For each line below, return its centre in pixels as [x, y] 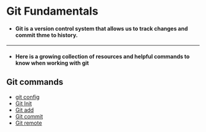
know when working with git [52, 63]
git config [27, 97]
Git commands [35, 82]
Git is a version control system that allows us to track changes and [101, 28]
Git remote [29, 123]
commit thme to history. [47, 35]
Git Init [24, 103]
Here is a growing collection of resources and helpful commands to [102, 56]
